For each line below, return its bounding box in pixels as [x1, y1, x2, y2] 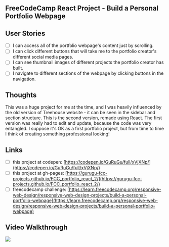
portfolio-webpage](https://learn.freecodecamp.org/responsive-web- [12, 197, 158, 204]
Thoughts [5, 90, 37, 99]
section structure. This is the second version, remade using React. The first [5, 115, 162, 121]
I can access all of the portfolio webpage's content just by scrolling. [12, 42, 154, 48]
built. [12, 65, 24, 71]
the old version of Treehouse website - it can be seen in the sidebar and [5, 110, 156, 116]
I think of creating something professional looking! [5, 131, 110, 137]
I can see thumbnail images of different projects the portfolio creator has [12, 59, 164, 65]
